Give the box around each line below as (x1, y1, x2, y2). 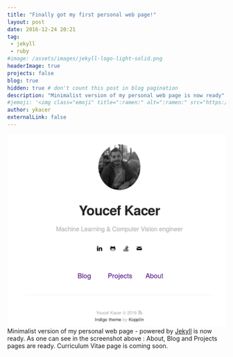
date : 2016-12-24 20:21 (7, 26, 76, 33)
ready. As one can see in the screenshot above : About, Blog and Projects (7, 334, 218, 342)
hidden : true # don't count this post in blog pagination (7, 84, 178, 92)
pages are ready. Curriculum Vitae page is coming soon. (7, 341, 169, 350)
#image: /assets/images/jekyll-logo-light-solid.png (7, 56, 163, 63)
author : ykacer (7, 106, 51, 114)
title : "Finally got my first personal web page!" (7, 11, 157, 18)
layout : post (7, 18, 45, 26)
